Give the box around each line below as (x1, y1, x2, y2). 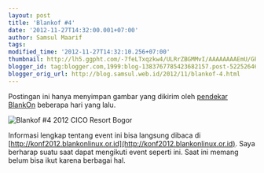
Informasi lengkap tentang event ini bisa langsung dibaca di (8, 131, 201, 140)
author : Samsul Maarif (8, 33, 82, 42)
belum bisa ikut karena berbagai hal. (8, 155, 126, 165)
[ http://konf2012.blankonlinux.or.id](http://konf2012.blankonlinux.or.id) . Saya (8, 138, 255, 148)
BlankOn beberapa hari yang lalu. (8, 100, 116, 109)
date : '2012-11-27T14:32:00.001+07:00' (8, 26, 139, 34)
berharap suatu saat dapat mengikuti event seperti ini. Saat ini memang (8, 147, 239, 156)
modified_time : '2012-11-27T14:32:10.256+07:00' (8, 48, 170, 56)
